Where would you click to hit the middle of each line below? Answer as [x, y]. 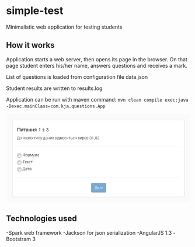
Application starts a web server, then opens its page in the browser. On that [97, 59]
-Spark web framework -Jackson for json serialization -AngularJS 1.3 [89, 232]
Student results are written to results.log [54, 88]
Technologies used [41, 219]
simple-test [35, 11]
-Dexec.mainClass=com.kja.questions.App [56, 106]
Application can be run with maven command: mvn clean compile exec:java [97, 99]
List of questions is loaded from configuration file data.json [77, 76]
